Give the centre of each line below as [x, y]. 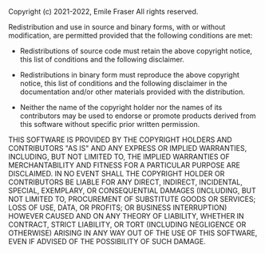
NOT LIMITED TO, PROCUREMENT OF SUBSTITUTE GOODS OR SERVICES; [132, 199]
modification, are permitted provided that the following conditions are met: [131, 36]
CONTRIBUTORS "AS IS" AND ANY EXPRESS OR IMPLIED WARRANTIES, [128, 148]
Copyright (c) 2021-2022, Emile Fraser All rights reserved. [103, 12]
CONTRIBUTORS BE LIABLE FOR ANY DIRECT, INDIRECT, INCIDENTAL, [126, 182]
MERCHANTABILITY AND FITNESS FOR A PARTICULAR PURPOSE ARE [125, 165]
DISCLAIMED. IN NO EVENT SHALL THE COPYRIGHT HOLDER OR [117, 174]
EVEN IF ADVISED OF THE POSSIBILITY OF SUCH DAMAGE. [107, 241]
